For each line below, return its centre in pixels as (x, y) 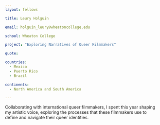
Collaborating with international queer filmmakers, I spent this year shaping (80, 107)
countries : (16, 62)
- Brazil (18, 76)
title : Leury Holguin (27, 18)
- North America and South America (45, 89)
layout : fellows (21, 9)
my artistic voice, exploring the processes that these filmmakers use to (76, 112)
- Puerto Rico (24, 71)
